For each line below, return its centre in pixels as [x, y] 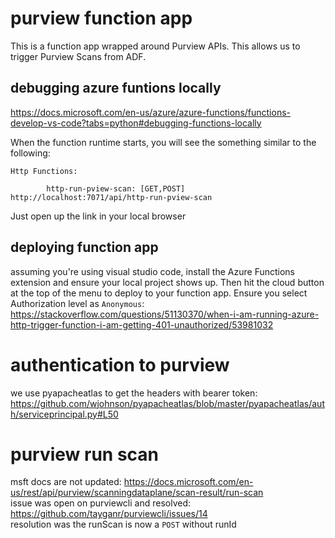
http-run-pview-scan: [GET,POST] [116, 188]
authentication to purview [120, 364]
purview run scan [85, 454]
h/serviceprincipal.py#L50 [64, 414]
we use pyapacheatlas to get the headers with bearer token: [134, 393]
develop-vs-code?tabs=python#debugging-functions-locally [136, 123]
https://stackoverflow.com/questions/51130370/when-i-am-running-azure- [165, 314]
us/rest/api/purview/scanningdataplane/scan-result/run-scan [137, 493]
